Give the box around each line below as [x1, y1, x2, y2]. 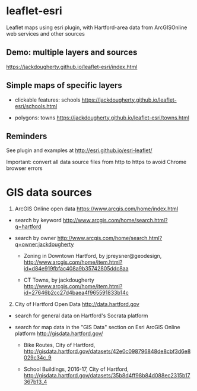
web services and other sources [6, 30, 85, 37]
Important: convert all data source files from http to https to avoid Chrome [6, 159, 187, 166]
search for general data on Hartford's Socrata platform [14, 312, 148, 319]
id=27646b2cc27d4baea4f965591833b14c [23, 289, 129, 297]
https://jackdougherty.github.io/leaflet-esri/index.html [6, 63, 138, 70]
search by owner [14, 235, 56, 242]
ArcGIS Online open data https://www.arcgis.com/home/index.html [14, 205, 179, 212]
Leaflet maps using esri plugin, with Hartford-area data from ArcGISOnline [6, 24, 188, 31]
